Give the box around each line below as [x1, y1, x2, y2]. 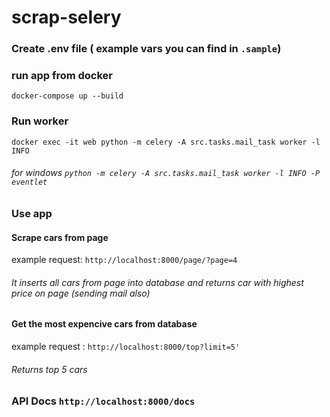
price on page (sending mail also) [11, 287, 151, 299]
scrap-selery [11, 6, 122, 29]
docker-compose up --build [11, 91, 124, 101]
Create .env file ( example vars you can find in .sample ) [11, 42, 282, 56]
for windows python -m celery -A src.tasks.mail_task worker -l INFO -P [11, 167, 321, 179]
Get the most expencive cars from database [11, 318, 198, 330]
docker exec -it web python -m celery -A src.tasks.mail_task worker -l [11, 137, 321, 147]
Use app [11, 206, 53, 220]
